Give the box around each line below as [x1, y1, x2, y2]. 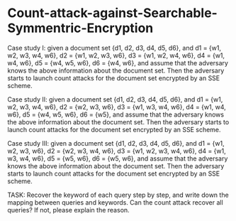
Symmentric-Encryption [7, 20, 154, 36]
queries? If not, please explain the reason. [7, 205, 130, 214]
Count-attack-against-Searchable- [7, 5, 218, 21]
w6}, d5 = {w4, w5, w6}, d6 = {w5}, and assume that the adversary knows [7, 110, 225, 119]
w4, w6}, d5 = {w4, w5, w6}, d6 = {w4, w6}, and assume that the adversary [7, 58, 229, 67]
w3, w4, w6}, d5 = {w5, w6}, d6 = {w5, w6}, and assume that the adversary [7, 154, 228, 163]
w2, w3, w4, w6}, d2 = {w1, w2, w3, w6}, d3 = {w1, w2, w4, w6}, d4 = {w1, [7, 51, 225, 60]
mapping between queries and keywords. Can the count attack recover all [7, 198, 223, 207]
